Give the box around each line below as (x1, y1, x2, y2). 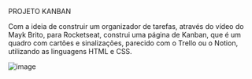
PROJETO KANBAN (8, 7, 72, 16)
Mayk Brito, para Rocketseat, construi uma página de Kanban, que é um (8, 31, 242, 39)
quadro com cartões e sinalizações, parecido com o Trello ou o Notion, (8, 38, 239, 48)
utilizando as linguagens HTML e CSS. (8, 47, 132, 56)
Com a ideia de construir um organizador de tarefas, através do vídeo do (8, 22, 244, 31)
